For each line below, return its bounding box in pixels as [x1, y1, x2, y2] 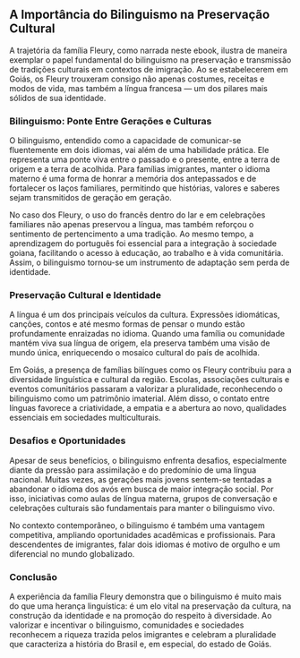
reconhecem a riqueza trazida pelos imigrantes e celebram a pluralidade [9, 629, 277, 639]
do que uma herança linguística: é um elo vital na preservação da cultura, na [9, 601, 292, 611]
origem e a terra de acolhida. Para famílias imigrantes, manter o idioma [9, 164, 270, 175]
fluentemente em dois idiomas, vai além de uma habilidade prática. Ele [9, 145, 270, 156]
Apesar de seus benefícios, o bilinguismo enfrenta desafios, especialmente [9, 455, 287, 466]
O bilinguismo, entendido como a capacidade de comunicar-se [9, 135, 242, 146]
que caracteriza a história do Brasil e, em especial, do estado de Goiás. [9, 639, 272, 649]
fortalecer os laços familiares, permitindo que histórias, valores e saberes [9, 183, 280, 193]
